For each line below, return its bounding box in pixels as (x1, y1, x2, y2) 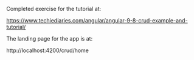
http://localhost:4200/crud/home (6, 47, 89, 54)
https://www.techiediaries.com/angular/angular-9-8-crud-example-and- (6, 17, 188, 24)
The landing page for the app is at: (6, 35, 93, 42)
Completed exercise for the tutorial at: (6, 5, 102, 12)
